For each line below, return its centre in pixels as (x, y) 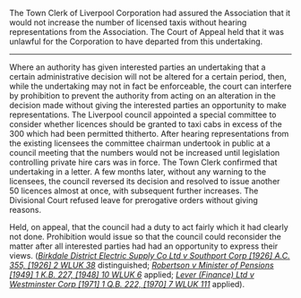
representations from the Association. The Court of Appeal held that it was (147, 32)
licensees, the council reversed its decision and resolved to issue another (145, 181)
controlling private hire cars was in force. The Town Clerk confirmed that (143, 162)
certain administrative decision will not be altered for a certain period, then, (148, 77)
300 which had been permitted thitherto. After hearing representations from (149, 134)
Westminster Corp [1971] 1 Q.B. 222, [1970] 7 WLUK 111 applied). (127, 284)
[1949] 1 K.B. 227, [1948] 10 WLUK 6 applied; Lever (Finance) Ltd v (132, 275)
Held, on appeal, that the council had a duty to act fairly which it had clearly (149, 227)
